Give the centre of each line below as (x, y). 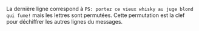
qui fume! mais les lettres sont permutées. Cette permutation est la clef (96, 15)
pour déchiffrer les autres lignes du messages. (65, 22)
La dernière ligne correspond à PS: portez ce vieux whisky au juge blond (100, 9)
